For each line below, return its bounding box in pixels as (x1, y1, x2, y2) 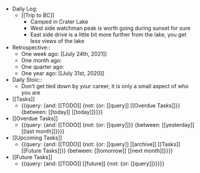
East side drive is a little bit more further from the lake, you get (30, 31, 187, 38)
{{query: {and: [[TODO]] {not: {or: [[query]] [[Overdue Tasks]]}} (21, 102, 181, 109)
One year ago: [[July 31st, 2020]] (21, 70, 105, 76)
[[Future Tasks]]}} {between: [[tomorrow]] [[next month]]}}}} (21, 147, 173, 154)
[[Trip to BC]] (21, 12, 55, 19)
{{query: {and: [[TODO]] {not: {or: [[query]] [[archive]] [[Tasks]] (21, 141, 181, 148)
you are (21, 89, 41, 96)
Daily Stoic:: (12, 76, 43, 83)
